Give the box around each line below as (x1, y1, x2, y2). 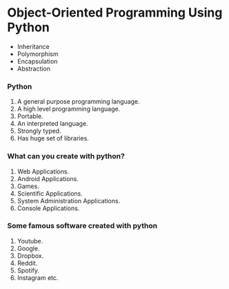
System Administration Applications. (17, 196, 121, 205)
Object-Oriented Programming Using (7, 5, 223, 21)
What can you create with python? (7, 151, 126, 161)
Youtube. (17, 236, 43, 245)
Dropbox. (17, 251, 44, 260)
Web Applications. (17, 167, 70, 176)
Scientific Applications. (17, 189, 83, 198)
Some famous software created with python (7, 221, 157, 231)
